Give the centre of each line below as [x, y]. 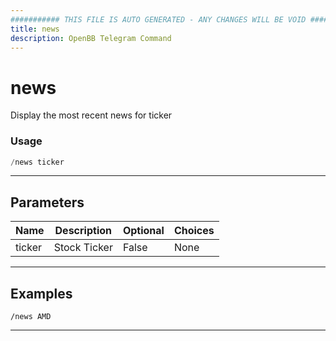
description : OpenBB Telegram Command [91, 38]
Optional [143, 231]
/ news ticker [37, 162]
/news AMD [31, 317]
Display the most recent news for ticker [91, 115]
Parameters [47, 202]
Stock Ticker [83, 248]
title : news [35, 29]
